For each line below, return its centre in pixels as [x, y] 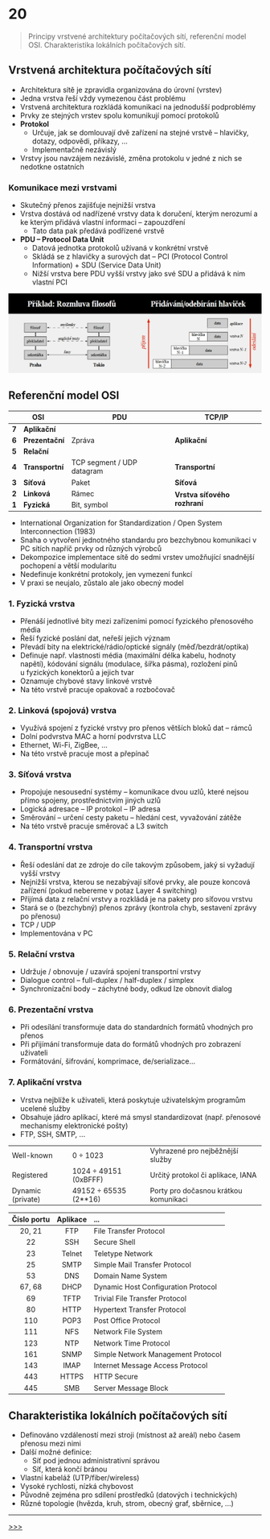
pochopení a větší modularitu [68, 566]
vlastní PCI [50, 282]
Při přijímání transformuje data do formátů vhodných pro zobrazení [130, 1044]
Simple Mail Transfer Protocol [142, 1264]
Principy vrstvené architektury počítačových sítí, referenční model [137, 36]
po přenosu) [40, 916]
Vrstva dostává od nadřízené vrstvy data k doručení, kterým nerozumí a [139, 214]
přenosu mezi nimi [51, 1443]
